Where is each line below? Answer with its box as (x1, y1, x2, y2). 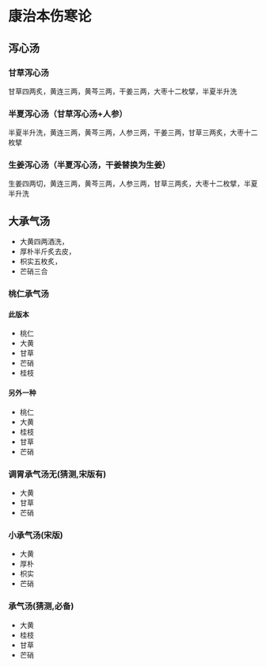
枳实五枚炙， (19, 257, 62, 266)
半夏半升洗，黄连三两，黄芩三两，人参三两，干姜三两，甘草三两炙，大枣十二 (8, 128, 258, 137)
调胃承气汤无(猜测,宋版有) (8, 469, 107, 480)
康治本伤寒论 (8, 7, 93, 25)
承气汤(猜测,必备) (8, 600, 74, 611)
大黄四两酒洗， (19, 237, 69, 247)
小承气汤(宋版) (8, 529, 63, 540)
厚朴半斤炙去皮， (19, 247, 76, 256)
